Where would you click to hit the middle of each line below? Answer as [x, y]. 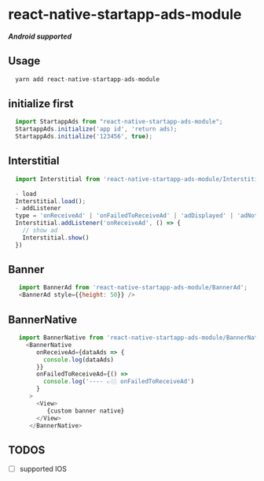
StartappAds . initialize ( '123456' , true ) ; [84, 137]
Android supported [40, 36]
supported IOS [43, 469]
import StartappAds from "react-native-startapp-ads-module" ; [119, 122]
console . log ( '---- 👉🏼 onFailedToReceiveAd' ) [119, 382]
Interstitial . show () [56, 238]
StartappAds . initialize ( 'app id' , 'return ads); [96, 129]
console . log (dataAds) [78, 360]
